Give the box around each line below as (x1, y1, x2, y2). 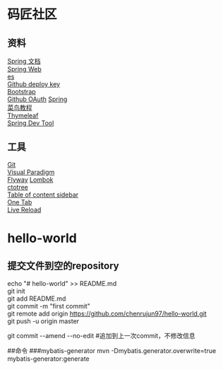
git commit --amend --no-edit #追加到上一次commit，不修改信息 (7, 331, 195, 340)
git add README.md (7, 294, 66, 303)
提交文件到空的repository (7, 260, 120, 272)
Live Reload (7, 205, 42, 214)
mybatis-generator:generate (7, 354, 90, 363)
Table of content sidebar (7, 190, 79, 199)
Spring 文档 (7, 57, 41, 65)
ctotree (7, 183, 28, 191)
